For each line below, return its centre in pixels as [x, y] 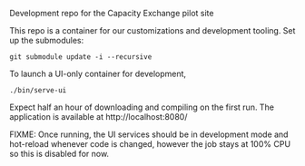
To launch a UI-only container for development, [98, 73]
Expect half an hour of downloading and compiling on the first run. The [142, 107]
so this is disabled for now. [59, 154]
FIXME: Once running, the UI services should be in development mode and [149, 134]
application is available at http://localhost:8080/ [98, 117]
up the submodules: [47, 40]
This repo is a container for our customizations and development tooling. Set [152, 30]
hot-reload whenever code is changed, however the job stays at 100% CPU [150, 144]
